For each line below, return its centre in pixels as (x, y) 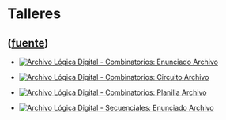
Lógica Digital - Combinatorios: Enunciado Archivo (136, 62)
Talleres (34, 14)
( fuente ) (28, 43)
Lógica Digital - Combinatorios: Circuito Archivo (132, 77)
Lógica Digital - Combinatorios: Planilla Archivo (130, 92)
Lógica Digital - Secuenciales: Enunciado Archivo (134, 108)
